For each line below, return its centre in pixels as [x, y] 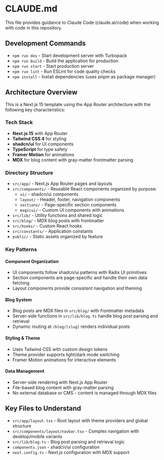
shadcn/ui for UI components [43, 144]
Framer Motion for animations [43, 154]
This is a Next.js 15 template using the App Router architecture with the [78, 104]
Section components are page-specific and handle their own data [80, 278]
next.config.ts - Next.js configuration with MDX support [71, 452]
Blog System [19, 300]
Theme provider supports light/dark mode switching [66, 354]
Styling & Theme [23, 338]
